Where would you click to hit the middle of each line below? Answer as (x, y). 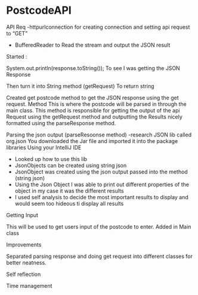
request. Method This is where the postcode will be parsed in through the (96, 104)
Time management (29, 285)
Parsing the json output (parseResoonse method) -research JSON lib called (99, 135)
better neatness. (26, 262)
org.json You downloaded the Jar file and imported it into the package (92, 141)
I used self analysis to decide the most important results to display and (102, 197)
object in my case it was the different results (69, 191)
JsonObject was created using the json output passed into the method (101, 172)
